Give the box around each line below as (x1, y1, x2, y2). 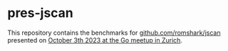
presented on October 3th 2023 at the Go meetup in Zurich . (7, 35, 183, 44)
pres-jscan (7, 5, 73, 21)
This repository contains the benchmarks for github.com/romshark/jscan (7, 28, 221, 37)
